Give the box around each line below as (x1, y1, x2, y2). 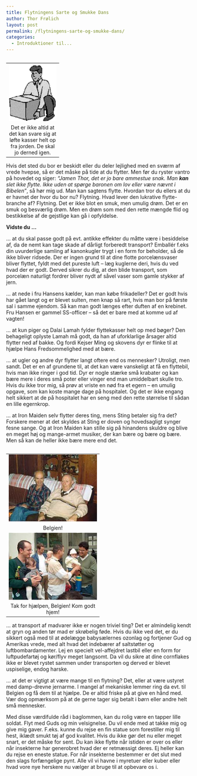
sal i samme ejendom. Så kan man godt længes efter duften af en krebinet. (6, 302, 187, 309)
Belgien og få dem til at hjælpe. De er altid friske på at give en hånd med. (6, 689, 183, 697)
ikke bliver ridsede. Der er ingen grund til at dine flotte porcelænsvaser (6, 254, 178, 261)
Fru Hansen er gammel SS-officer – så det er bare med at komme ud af (6, 309, 178, 316)
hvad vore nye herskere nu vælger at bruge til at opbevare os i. (6, 763, 159, 770)
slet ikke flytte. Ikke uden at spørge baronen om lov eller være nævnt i (6, 181, 176, 188)
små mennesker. (6, 702, 46, 709)
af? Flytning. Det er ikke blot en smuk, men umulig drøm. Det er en (27, 199, 188, 207)
